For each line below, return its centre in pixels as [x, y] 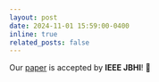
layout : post [33, 17]
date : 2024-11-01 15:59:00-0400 [69, 26]
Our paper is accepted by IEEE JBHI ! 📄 [80, 68]
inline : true [33, 34]
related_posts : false [50, 42]
